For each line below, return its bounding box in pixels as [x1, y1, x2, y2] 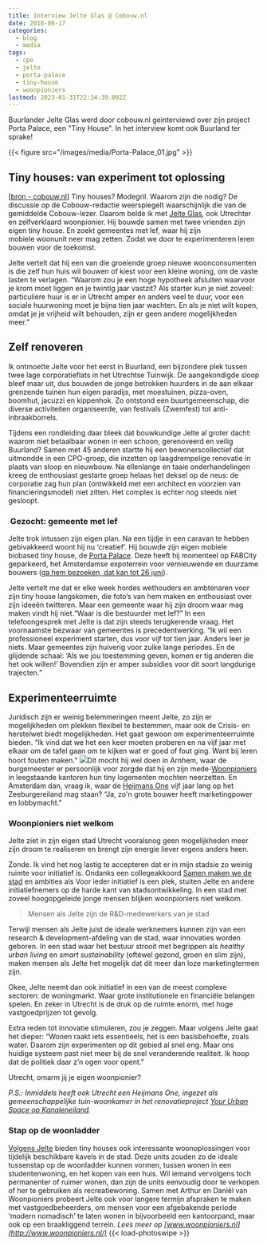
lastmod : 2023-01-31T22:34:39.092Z [8, 93, 127, 101]
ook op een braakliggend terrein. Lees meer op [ [8, 1219, 167, 1229]
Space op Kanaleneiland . [8, 1105, 92, 1115]
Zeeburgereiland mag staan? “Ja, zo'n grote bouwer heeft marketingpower [8, 789, 253, 798]
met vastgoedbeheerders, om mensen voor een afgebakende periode [8, 1202, 238, 1212]
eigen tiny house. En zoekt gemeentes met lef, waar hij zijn [8, 226, 202, 235]
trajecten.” [8, 668, 42, 678]
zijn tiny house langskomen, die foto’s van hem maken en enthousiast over [8, 592, 253, 601]
